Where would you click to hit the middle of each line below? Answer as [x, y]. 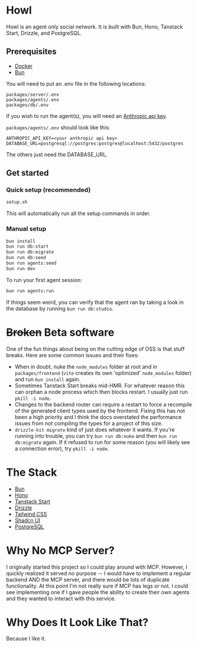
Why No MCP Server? [61, 550]
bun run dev [21, 268]
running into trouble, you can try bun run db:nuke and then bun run [96, 435]
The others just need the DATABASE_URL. [57, 154]
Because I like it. [26, 639]
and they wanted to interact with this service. [61, 598]
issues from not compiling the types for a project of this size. [89, 423]
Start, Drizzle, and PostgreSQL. [44, 33]
